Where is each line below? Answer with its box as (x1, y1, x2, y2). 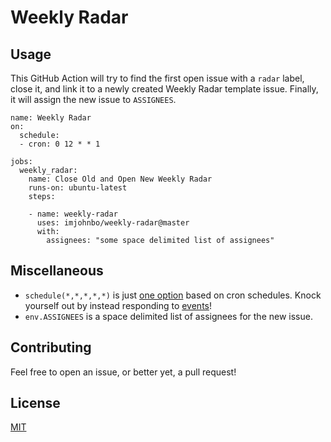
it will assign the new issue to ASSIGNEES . (10, 94, 177, 105)
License (10, 395, 61, 412)
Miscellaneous (10, 262, 104, 280)
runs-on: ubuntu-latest (28, 183, 128, 193)
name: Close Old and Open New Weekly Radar (28, 174, 213, 184)
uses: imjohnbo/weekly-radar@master (36, 218, 190, 228)
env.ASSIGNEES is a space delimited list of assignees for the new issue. (24, 310, 313, 322)
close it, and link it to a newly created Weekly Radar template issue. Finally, (10, 83, 319, 95)
